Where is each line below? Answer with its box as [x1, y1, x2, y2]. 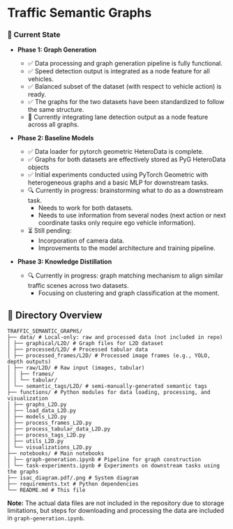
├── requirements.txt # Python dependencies [7, 481, 139, 488]
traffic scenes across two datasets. [27, 282, 129, 290]
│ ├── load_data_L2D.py [7, 407, 77, 414]
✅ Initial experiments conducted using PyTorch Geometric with [27, 171, 209, 179]
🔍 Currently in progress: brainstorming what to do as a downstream [27, 187, 223, 195]
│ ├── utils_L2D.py [7, 438, 64, 445]
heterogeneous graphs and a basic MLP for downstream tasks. [27, 178, 209, 187]
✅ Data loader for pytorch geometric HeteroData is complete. [27, 147, 204, 156]
